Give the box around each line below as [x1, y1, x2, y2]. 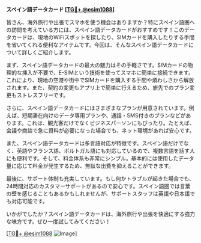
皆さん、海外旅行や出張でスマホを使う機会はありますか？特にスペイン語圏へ [6, 19, 195, 26]
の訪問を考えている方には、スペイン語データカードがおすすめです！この [6, 26, 185, 33]
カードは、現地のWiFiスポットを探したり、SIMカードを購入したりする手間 [11, 34, 195, 41]
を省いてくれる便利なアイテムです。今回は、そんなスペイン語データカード [6, 42, 189, 48]
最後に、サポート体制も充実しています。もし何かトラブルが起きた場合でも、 [6, 175, 195, 182]
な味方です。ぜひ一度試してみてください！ [6, 218, 111, 225]
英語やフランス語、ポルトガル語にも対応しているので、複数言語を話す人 [16, 147, 195, 154]
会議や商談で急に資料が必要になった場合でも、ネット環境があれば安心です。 [6, 127, 195, 134]
